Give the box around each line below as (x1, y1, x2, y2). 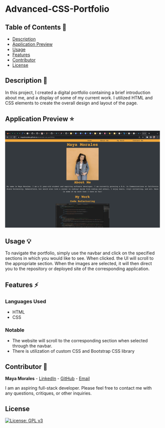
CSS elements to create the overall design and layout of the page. (5, 100, 138, 106)
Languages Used (5, 298, 47, 305)
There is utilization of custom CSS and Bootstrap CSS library (12, 348, 135, 354)
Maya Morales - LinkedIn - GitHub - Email (5, 375, 90, 382)
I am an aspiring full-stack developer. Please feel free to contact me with (5, 385, 152, 391)
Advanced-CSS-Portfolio (5, 3, 110, 15)
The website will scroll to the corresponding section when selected (12, 338, 148, 344)
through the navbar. (12, 343, 53, 349)
